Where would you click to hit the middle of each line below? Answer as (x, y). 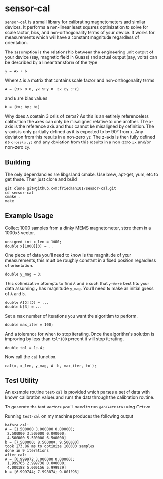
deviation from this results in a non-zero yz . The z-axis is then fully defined (80, 137)
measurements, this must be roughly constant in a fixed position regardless (81, 260)
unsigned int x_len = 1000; (34, 242)
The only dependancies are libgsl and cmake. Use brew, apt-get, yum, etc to (81, 174)
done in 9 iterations (27, 451)
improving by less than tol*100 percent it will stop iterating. (64, 339)
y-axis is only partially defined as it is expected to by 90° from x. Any (74, 131)
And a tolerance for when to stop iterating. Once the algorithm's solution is (80, 334)
